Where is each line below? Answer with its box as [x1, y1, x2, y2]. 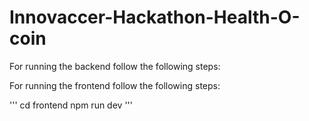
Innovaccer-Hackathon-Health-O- [9, 6, 301, 29]
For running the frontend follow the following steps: [9, 79, 221, 91]
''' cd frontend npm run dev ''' [9, 99, 133, 111]
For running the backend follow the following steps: [9, 60, 221, 72]
